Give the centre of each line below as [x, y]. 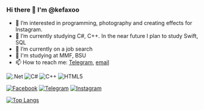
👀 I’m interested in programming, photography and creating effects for [104, 23]
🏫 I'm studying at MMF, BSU [51, 56]
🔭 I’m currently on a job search [54, 49]
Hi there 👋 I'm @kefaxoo [43, 10]
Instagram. [29, 29]
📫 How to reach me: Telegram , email [62, 62]
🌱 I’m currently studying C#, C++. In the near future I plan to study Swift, [107, 36]
